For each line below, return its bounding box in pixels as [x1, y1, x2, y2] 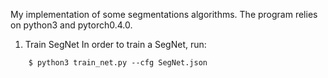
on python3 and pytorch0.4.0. [10, 19, 133, 31]
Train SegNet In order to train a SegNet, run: [24, 39, 207, 50]
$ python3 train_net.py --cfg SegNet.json [28, 58, 208, 68]
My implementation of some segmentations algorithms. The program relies [10, 9, 318, 20]
